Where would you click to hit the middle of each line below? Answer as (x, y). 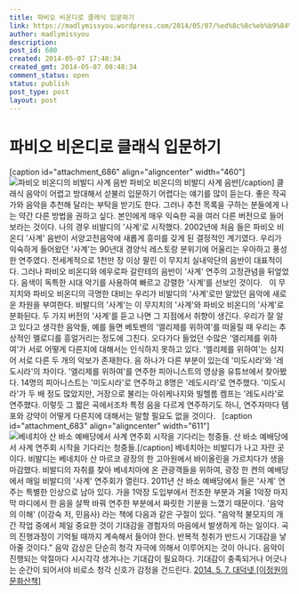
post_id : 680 (33, 51)
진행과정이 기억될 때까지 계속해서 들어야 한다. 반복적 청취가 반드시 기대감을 (148, 537)
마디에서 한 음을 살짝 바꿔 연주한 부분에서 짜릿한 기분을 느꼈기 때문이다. (141, 503)
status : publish (39, 84)
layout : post (33, 100)
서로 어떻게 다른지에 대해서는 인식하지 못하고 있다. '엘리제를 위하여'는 (148, 349)
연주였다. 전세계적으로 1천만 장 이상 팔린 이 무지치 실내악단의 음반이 (135, 261)
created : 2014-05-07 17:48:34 (65, 59)
